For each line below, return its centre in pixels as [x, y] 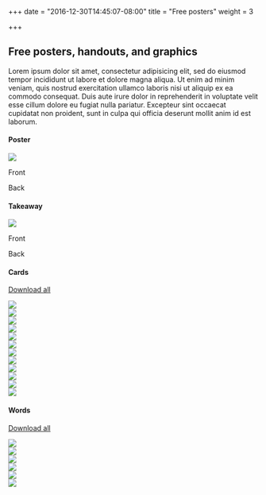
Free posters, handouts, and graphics [103, 52]
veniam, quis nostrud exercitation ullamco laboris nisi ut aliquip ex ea [121, 87]
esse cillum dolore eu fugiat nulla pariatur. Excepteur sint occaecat [117, 104]
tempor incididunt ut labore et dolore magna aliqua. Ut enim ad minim [121, 79]
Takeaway [26, 206]
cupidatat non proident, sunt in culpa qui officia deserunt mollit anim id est [130, 113]
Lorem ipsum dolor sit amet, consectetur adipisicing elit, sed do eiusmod [127, 71]
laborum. [23, 122]
